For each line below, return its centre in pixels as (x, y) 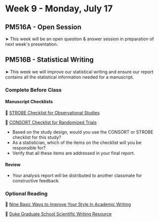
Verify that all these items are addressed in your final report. (74, 153)
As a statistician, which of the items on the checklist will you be (77, 143)
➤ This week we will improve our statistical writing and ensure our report (79, 72)
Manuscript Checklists (29, 102)
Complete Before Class (33, 90)
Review (13, 164)
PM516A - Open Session (43, 27)
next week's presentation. (32, 44)
